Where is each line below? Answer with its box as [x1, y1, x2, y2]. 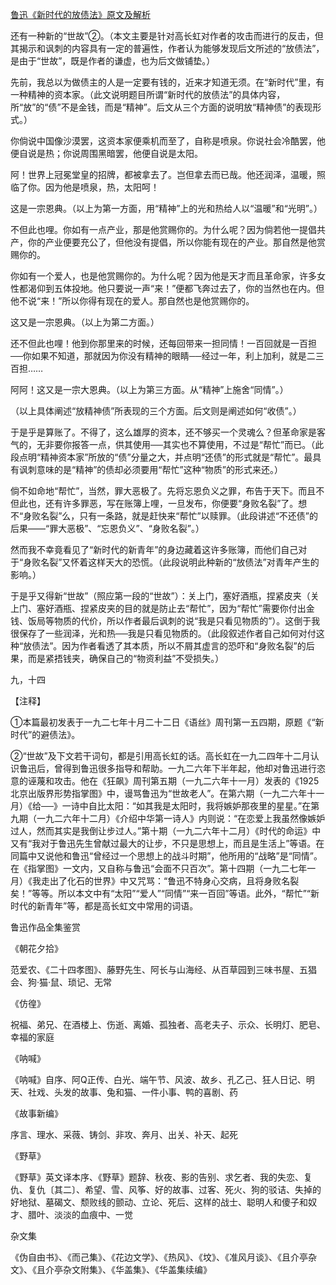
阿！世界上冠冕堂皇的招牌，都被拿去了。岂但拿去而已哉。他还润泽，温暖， [10, 169, 317, 180]
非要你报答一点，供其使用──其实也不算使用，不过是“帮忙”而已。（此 [44, 439, 325, 450]
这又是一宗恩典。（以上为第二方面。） [10, 316, 160, 328]
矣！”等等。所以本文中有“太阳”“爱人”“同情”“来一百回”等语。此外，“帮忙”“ [10, 888, 311, 899]
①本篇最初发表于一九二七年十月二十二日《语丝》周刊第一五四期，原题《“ [10, 716, 316, 728]
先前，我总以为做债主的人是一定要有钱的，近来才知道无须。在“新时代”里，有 [10, 76, 325, 88]
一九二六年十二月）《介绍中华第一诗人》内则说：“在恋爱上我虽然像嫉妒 [36, 813, 326, 824]
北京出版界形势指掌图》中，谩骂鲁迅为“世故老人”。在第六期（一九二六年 [10, 788, 308, 799]
